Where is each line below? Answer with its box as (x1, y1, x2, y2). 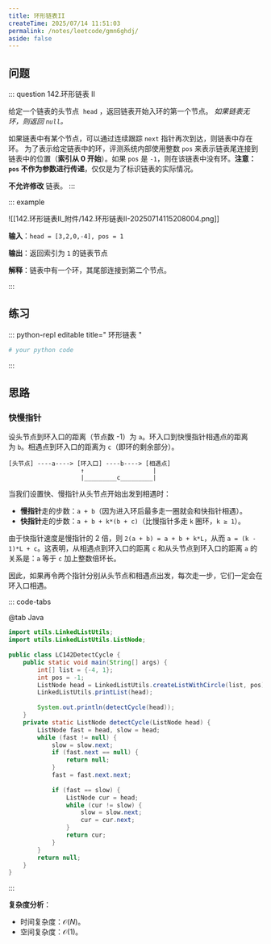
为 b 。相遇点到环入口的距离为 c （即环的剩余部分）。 (8, 442, 179, 452)
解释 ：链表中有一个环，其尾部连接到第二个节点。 (8, 266, 171, 275)
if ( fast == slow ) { (51, 786, 121, 794)
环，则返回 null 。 (8, 116, 68, 126)
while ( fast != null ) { (37, 733, 117, 741)
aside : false (8, 34, 52, 43)
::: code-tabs (8, 597, 52, 606)
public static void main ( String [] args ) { (23, 658, 168, 666)
